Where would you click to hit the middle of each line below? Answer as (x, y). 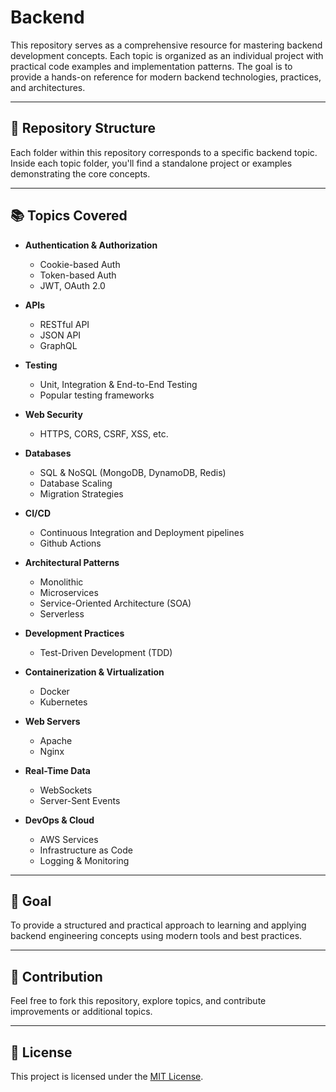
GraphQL (58, 345)
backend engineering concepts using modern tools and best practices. (156, 936)
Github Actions (70, 543)
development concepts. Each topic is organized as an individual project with (167, 55)
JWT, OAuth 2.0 (72, 285)
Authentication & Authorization (91, 245)
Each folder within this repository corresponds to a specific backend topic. (164, 152)
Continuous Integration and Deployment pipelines (142, 532)
